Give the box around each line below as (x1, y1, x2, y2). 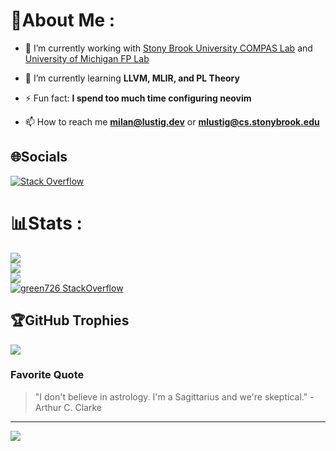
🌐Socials (10, 149, 68, 166)
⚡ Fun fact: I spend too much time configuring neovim (24, 92, 252, 104)
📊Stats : (10, 212, 83, 234)
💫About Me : (10, 9, 116, 32)
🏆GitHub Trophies (10, 312, 130, 329)
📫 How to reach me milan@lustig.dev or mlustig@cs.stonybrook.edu (24, 115, 320, 128)
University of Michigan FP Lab (24, 52, 150, 64)
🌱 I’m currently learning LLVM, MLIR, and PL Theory (24, 72, 240, 84)
